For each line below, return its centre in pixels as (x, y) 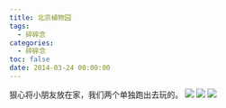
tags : (19, 26)
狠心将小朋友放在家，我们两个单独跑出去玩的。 (96, 94)
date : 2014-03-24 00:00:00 (60, 68)
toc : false (30, 59)
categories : (32, 43)
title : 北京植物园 (41, 18)
